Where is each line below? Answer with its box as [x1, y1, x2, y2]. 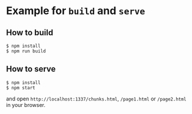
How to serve [6, 64, 56, 74]
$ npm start [6, 85, 35, 90]
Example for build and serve [6, 4, 145, 18]
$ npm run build [6, 48, 46, 54]
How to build [6, 28, 54, 38]
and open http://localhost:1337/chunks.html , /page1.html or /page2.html [6, 95, 187, 102]
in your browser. [6, 101, 46, 108]
